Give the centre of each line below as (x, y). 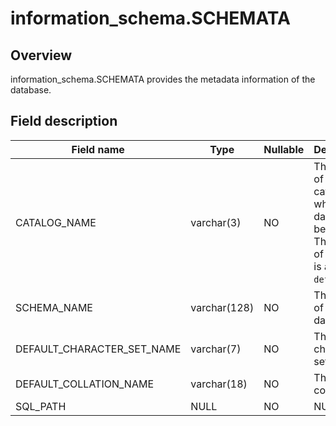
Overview (41, 55)
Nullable (284, 149)
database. (31, 90)
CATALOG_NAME (56, 222)
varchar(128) (222, 307)
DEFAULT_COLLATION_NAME (84, 384)
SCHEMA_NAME (54, 307)
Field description (64, 121)
